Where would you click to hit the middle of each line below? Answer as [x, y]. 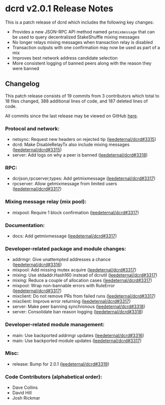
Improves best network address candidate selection [65, 58]
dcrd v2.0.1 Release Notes [59, 9]
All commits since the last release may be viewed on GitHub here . [72, 116]
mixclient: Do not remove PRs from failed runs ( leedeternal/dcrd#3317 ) [84, 296]
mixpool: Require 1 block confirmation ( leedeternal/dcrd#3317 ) [76, 212]
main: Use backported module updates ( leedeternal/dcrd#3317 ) [77, 340]
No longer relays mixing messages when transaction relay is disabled [82, 42]
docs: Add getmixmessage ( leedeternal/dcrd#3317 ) [65, 236]
